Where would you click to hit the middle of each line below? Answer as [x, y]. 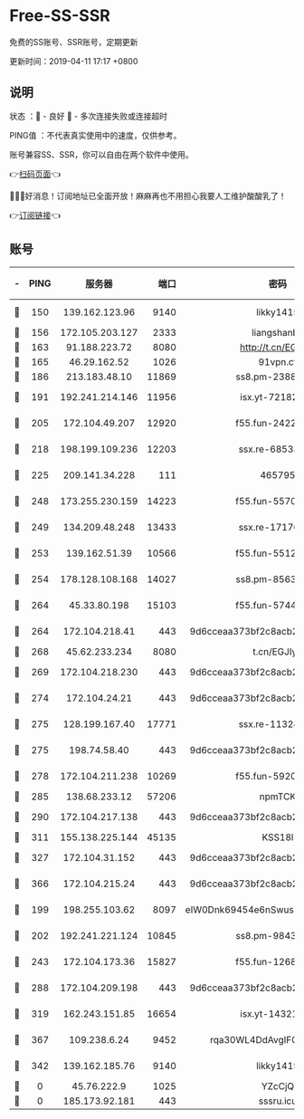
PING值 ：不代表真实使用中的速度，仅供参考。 [95, 135]
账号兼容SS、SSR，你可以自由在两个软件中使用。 [101, 154]
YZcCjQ [278, 1086]
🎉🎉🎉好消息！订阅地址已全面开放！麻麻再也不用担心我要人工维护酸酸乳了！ [148, 196]
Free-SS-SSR [60, 16]
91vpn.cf [278, 361]
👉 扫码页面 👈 [35, 174]
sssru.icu [278, 1101]
